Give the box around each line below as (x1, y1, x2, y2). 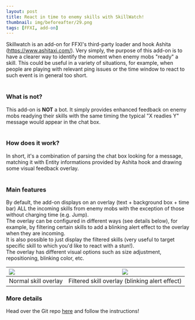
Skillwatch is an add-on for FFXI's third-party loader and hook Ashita (6, 41, 171, 48)
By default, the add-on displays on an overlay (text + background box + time (6, 199, 189, 206)
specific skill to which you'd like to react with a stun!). (6, 242, 134, 249)
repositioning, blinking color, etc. (6, 255, 84, 262)
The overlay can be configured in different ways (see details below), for (6, 217, 178, 225)
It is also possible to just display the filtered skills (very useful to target (6, 236, 175, 243)
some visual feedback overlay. (6, 165, 79, 172)
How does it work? (6, 139, 60, 147)
